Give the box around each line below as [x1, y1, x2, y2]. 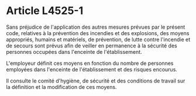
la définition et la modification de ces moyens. [6, 83, 117, 90]
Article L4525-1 [6, 4, 84, 18]
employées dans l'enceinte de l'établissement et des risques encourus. [6, 66, 177, 73]
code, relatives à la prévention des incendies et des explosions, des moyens [6, 29, 190, 36]
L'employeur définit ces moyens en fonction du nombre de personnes [6, 60, 174, 67]
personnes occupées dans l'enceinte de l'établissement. [6, 48, 142, 55]
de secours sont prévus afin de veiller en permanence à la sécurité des [6, 42, 177, 49]
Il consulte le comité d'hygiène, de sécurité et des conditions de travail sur [6, 77, 185, 84]
